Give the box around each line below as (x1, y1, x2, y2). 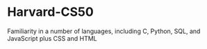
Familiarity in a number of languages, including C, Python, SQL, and (7, 27, 201, 35)
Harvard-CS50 (7, 4, 94, 20)
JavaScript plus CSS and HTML (7, 34, 97, 42)
